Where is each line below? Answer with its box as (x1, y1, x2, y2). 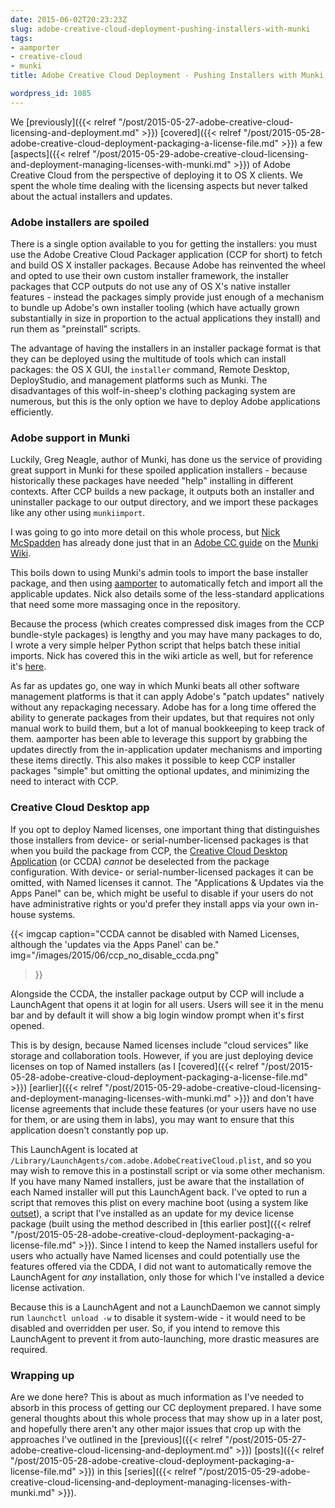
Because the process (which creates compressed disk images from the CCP (10, 618, 325, 630)
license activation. (10, 1281, 85, 1293)
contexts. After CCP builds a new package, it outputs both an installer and (10, 486, 315, 498)
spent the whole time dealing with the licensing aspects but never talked (10, 179, 308, 191)
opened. (10, 1019, 45, 1031)
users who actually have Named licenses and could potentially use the (10, 1249, 301, 1261)
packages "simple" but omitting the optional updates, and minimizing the (10, 765, 310, 777)
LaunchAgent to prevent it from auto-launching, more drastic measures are (10, 1332, 320, 1345)
